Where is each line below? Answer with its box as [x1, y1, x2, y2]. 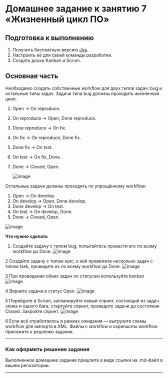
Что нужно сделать [5, 233, 48, 239]
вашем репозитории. [5, 362, 50, 368]
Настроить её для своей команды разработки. [12, 52, 112, 58]
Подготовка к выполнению [5, 33, 94, 42]
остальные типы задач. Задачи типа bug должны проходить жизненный [5, 90, 159, 96]
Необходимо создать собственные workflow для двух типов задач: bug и [5, 85, 162, 91]
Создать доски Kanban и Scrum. [12, 57, 81, 63]
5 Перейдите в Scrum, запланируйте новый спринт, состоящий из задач [5, 297, 159, 303]
